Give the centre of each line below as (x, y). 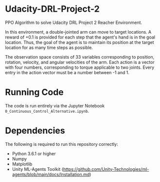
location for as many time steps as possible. (49, 47)
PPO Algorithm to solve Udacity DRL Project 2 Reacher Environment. (74, 22)
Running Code (35, 92)
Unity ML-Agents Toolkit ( (38, 169)
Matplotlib (22, 164)
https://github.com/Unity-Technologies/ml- (106, 169)
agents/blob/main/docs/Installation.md (51, 174)
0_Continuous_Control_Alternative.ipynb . (47, 111)
